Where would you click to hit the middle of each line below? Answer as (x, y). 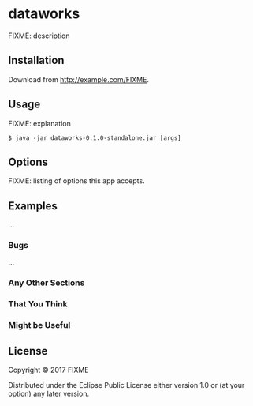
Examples (33, 206)
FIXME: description (39, 36)
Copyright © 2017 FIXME (48, 370)
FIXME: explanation (39, 123)
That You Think (38, 304)
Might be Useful (39, 325)
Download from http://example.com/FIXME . (79, 79)
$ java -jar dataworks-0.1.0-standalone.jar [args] (95, 138)
